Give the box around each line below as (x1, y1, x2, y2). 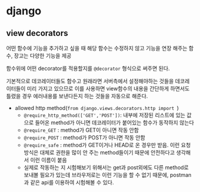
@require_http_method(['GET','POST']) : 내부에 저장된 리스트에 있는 (23, 112, 186, 118)
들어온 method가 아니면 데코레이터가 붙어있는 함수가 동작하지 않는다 (35, 119, 194, 126)
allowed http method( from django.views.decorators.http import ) (14, 105, 179, 111)
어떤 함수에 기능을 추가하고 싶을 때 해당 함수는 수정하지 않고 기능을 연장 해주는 (6, 45, 188, 51)
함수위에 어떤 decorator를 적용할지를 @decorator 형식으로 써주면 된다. (6, 65, 170, 72)
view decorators (6, 28, 69, 38)
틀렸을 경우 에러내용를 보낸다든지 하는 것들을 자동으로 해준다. (6, 93, 148, 99)
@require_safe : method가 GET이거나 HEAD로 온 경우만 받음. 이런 (23, 142, 180, 148)
